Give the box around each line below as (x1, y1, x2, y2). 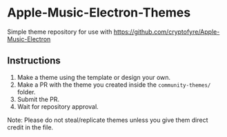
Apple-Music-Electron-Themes (7, 5, 191, 21)
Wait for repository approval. (17, 102, 99, 111)
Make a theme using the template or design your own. (17, 73, 171, 81)
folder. (17, 87, 36, 96)
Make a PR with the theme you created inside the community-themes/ (17, 81, 211, 89)
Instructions (7, 55, 61, 67)
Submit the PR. (17, 95, 60, 103)
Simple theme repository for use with (7, 28, 112, 36)
